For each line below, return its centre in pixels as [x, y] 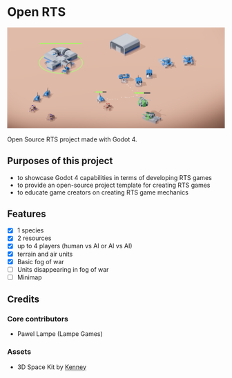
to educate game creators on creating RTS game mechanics [103, 192]
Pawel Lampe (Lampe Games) [60, 334]
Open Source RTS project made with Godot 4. [72, 139]
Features [27, 213]
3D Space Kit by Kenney [52, 367]
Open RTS [37, 12]
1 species [30, 230]
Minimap [30, 277]
